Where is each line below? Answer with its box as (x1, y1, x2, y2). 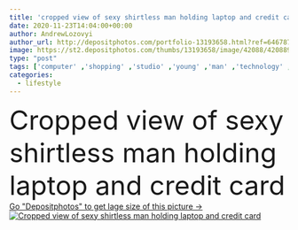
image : (9, 46, 34, 55)
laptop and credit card (9, 168, 286, 202)
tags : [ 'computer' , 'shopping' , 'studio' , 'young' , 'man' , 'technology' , (9, 63, 292, 72)
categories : (9, 71, 53, 80)
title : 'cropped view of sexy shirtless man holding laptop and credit (9, 12, 279, 22)
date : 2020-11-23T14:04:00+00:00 (9, 21, 133, 30)
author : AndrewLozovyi (9, 29, 93, 38)
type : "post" (9, 54, 58, 63)
